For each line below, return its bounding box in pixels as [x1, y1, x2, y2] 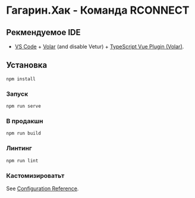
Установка [6, 60, 48, 70]
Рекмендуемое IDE [6, 27, 81, 37]
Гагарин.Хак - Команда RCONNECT [6, 4, 190, 17]
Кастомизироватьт [6, 171, 65, 180]
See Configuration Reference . [6, 185, 79, 192]
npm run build [6, 130, 42, 137]
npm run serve [6, 103, 42, 109]
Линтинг [6, 144, 32, 152]
